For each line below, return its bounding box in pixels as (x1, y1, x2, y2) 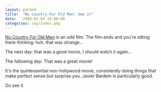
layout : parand (5, 7, 36, 12)
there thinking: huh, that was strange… (5, 40, 84, 46)
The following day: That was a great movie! (5, 58, 93, 64)
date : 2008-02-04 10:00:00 (5, 16, 65, 21)
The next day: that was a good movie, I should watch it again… (5, 49, 132, 55)
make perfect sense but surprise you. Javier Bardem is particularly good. (5, 73, 154, 79)
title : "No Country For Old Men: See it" (5, 12, 94, 17)
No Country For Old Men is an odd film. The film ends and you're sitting (5, 34, 150, 40)
